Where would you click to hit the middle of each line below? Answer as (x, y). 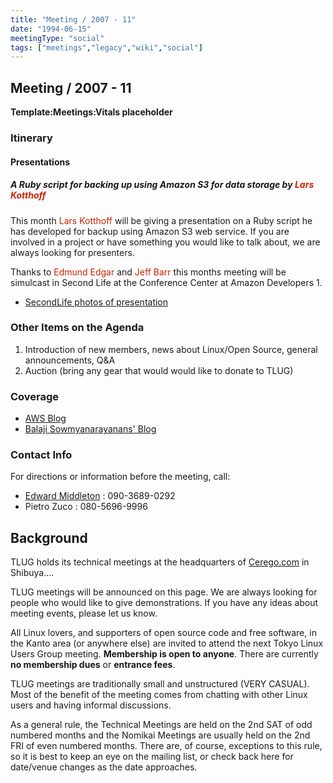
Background (49, 537)
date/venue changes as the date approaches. (104, 767)
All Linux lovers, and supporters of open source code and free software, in (163, 633)
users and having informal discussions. (91, 705)
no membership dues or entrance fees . (93, 665)
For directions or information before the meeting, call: (120, 477)
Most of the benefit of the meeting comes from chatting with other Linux (159, 695)
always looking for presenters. (72, 252)
